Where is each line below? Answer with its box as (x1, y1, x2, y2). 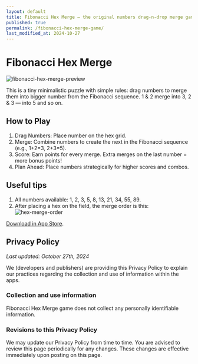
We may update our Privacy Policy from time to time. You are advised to (6, 339, 181, 346)
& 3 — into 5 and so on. (6, 100, 63, 107)
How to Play (6, 116, 51, 127)
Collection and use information (6, 291, 97, 299)
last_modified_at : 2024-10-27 (6, 31, 81, 37)
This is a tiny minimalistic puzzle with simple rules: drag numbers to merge (6, 87, 187, 94)
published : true (6, 19, 46, 25)
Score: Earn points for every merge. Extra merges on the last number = (14, 151, 187, 158)
